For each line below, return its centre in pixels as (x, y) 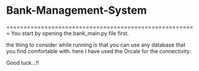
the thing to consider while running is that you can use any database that (96, 45)
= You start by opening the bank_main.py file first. (68, 33)
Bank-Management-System (76, 10)
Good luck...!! (23, 63)
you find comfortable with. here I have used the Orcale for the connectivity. (99, 51)
